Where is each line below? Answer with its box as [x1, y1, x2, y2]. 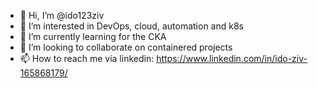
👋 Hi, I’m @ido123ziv [19, 10, 105, 21]
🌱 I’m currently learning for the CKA [19, 31, 167, 42]
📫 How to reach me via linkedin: [19, 53, 155, 64]
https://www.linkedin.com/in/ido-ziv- [156, 53, 308, 64]
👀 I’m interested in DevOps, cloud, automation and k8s [19, 20, 244, 32]
